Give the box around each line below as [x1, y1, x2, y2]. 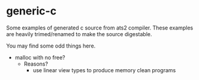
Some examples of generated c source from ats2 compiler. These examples [6, 24, 194, 31]
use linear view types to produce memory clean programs [32, 66, 176, 73]
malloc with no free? [14, 54, 65, 61]
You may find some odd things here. [6, 42, 96, 49]
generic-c [6, 4, 57, 18]
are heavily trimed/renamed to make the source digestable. [6, 30, 152, 37]
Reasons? [23, 60, 49, 67]
